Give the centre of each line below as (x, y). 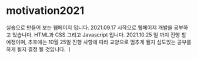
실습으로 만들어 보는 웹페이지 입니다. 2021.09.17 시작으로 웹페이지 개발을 (89, 27)
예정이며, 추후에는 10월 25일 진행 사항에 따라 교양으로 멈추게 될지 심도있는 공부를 (99, 42)
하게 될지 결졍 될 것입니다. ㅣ (39, 49)
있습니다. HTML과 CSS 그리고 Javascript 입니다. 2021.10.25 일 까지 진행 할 (99, 35)
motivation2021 (45, 11)
